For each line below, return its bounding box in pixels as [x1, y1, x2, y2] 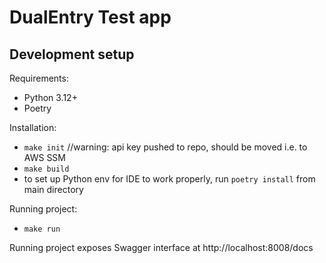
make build [23, 164, 70, 174]
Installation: [9, 122, 57, 133]
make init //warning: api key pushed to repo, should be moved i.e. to [23, 141, 308, 153]
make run [23, 224, 61, 234]
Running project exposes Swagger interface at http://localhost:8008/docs [9, 242, 314, 253]
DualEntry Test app [9, 6, 172, 29]
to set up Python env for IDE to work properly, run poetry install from [23, 173, 316, 185]
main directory [23, 184, 84, 195]
